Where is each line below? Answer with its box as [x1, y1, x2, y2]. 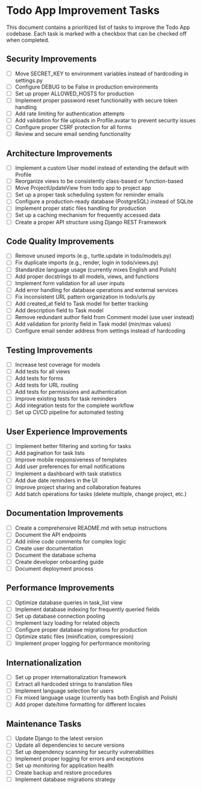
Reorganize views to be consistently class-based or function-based [14, 177, 184, 185]
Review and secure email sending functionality [14, 130, 131, 138]
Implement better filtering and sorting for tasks [14, 443, 131, 450]
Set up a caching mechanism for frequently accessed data [14, 212, 161, 219]
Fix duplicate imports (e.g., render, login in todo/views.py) [14, 259, 159, 266]
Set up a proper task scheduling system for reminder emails [14, 191, 164, 198]
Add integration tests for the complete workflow [14, 402, 134, 409]
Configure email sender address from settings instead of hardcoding [14, 327, 186, 335]
